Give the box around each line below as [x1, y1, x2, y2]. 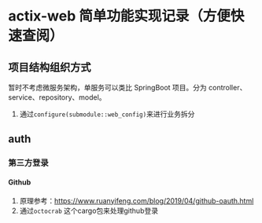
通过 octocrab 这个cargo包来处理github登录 [19, 206, 159, 215]
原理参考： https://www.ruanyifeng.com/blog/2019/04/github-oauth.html [19, 196, 254, 205]
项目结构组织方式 [8, 60, 91, 74]
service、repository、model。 [8, 93, 106, 102]
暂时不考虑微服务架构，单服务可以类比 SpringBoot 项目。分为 [8, 83, 207, 92]
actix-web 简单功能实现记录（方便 [8, 7, 231, 25]
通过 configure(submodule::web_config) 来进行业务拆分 [19, 109, 195, 119]
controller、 [208, 83, 247, 92]
